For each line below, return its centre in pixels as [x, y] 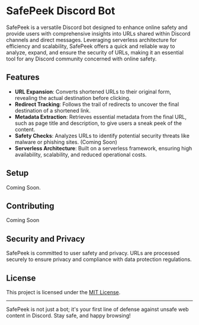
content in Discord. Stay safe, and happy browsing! [69, 316]
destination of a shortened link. [52, 110]
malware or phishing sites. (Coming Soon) [66, 142]
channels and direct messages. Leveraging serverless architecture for [92, 40]
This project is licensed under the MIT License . [63, 292]
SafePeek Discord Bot [61, 11]
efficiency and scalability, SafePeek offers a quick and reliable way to [91, 46]
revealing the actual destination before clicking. [73, 98]
